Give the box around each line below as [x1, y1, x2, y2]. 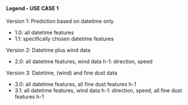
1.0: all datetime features [14, 29, 75, 36]
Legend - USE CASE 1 [6, 5, 59, 12]
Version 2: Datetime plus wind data [6, 47, 91, 54]
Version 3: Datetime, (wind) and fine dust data [6, 69, 117, 76]
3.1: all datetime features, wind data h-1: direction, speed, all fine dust [14, 87, 182, 94]
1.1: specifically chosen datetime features [14, 35, 114, 42]
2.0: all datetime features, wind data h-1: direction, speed [14, 58, 153, 65]
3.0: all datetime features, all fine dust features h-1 [14, 81, 136, 88]
